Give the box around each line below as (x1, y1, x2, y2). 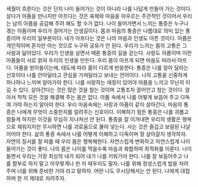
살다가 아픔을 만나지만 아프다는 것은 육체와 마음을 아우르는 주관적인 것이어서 (6, 12, 181, 19)
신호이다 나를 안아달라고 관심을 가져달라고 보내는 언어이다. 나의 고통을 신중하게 (6, 71, 188, 78)
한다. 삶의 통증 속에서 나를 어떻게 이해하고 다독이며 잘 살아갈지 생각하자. (21, 130, 187, 137)
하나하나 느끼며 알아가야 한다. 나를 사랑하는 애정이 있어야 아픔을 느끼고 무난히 (6, 79, 184, 86)
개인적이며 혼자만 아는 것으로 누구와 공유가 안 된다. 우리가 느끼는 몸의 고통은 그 (6, 42, 187, 49)
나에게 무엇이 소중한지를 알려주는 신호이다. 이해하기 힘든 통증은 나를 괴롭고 (17, 109, 189, 115)
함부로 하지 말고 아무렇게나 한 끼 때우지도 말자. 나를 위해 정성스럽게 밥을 (12, 160, 178, 167)
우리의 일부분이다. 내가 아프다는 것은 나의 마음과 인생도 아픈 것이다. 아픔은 (21, 35, 192, 41)
